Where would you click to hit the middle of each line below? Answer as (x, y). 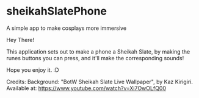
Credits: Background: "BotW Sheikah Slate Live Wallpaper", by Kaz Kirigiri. (100, 82)
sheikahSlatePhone (57, 11)
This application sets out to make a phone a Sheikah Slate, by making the (98, 51)
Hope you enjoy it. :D (33, 70)
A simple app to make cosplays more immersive (67, 28)
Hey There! (20, 40)
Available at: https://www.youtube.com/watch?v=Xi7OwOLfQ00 (86, 88)
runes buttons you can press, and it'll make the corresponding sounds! (95, 58)
